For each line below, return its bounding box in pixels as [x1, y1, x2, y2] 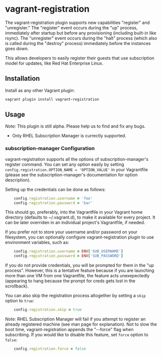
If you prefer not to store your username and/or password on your [5, 229, 138, 235]
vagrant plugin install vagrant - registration [5, 97, 99, 102]
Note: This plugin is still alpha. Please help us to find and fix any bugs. [5, 123, 146, 129]
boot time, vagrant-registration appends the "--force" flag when [5, 327, 134, 333]
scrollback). [5, 283, 29, 289]
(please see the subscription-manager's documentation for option [5, 172, 138, 178]
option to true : [5, 298, 35, 304]
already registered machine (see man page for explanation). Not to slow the [5, 321, 157, 327]
